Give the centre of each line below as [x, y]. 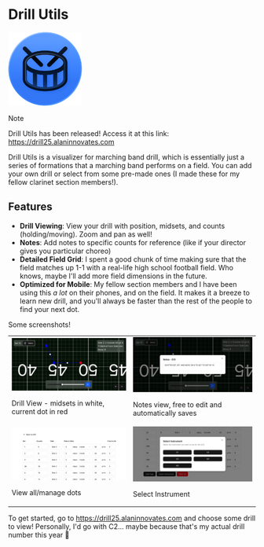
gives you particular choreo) [65, 251]
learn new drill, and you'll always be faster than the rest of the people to [136, 301]
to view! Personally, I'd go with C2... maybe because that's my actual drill [126, 527]
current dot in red [40, 412]
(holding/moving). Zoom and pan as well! [86, 234]
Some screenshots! [39, 325]
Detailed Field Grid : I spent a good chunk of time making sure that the [133, 259]
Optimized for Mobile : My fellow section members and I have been [128, 284]
